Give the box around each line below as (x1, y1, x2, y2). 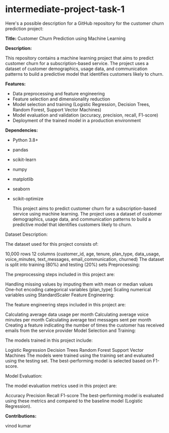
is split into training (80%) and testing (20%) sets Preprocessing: (5, 261, 140, 267)
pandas (12, 146, 29, 152)
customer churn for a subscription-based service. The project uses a (5, 60, 149, 66)
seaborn (12, 186, 30, 192)
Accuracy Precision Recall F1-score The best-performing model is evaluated (5, 392, 164, 398)
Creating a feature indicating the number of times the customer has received (5, 322, 164, 328)
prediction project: (5, 25, 44, 31)
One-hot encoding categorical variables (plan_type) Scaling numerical (5, 286, 151, 292)
